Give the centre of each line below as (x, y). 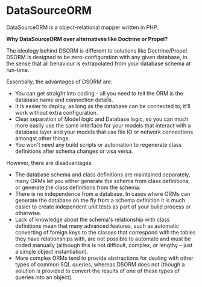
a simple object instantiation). (52, 251)
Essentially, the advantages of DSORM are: (59, 82)
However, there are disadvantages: (50, 163)
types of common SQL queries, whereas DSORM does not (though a (100, 264)
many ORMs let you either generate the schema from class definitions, (103, 181)
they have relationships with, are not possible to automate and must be (103, 239)
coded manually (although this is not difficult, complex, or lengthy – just (104, 245)
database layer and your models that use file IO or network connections (104, 132)
